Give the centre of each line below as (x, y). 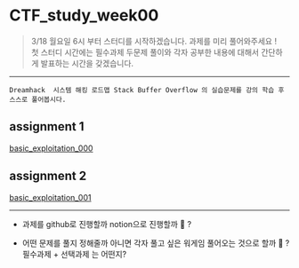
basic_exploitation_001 (50, 197)
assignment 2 (48, 176)
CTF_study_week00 (84, 16)
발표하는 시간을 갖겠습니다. (87, 63)
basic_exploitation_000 (51, 148)
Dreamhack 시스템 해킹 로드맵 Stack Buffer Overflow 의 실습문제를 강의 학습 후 (147, 90)
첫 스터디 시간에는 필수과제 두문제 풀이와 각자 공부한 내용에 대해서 (145, 52)
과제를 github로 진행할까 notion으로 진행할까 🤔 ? (107, 224)
